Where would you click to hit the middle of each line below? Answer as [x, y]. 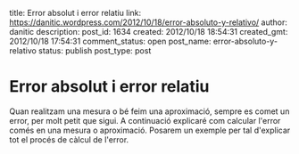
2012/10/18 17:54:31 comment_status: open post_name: [110, 41]
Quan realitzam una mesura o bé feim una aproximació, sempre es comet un [149, 111]
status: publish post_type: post [95, 51]
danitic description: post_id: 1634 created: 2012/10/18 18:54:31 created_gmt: [149, 32]
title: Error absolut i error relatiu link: [75, 13]
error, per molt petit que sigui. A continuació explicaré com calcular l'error [145, 120]
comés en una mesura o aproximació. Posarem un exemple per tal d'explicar [150, 130]
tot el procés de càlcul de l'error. [69, 139]
